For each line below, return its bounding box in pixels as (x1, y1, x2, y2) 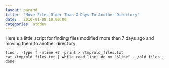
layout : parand (5, 7, 38, 13)
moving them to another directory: (5, 41, 77, 47)
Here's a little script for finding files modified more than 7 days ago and (5, 35, 154, 41)
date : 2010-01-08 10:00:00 (5, 17, 67, 22)
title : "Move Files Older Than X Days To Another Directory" (5, 12, 140, 17)
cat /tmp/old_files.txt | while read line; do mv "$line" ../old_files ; (5, 55, 165, 60)
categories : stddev (5, 21, 47, 27)
